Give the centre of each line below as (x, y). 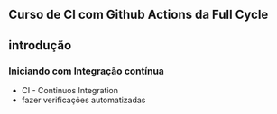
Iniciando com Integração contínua (86, 71)
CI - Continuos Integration (70, 91)
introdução (40, 45)
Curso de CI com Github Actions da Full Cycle (138, 15)
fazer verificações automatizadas (83, 100)
